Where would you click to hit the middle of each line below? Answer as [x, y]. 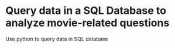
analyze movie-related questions [88, 23]
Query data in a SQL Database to [86, 11]
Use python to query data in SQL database [57, 39]
